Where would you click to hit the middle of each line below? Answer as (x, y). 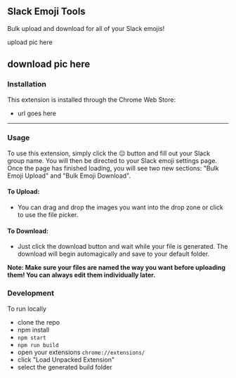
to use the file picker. (48, 215)
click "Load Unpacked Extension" (66, 359)
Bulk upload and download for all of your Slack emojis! (86, 28)
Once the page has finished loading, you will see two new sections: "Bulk (113, 168)
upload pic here (30, 42)
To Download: (28, 230)
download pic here (49, 64)
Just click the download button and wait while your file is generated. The (123, 247)
